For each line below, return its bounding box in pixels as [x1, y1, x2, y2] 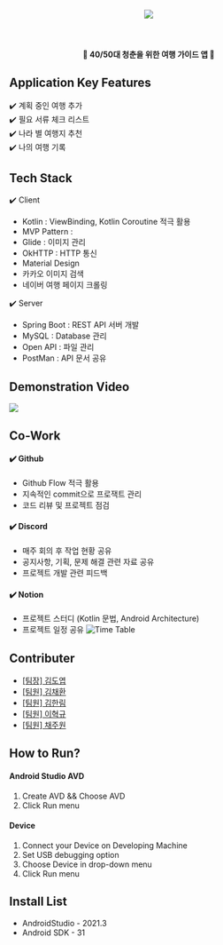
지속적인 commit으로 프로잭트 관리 [21, 488, 142, 499]
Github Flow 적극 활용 [21, 477, 99, 488]
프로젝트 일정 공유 [21, 624, 84, 635]
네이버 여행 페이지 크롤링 [21, 280, 108, 290]
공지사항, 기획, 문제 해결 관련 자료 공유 [21, 557, 155, 568]
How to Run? [9, 746, 81, 761]
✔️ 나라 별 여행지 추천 [9, 128, 82, 139]
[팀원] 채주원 [21, 719, 66, 731]
